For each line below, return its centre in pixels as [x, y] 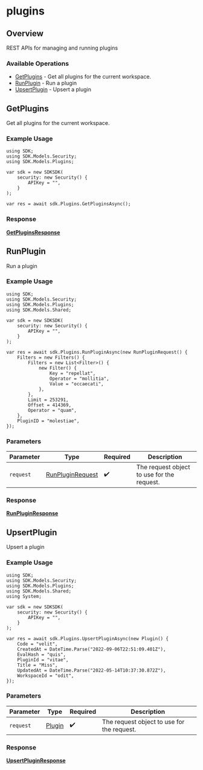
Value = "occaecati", [76, 384]
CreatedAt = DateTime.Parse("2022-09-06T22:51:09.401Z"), [92, 649]
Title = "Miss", [38, 665]
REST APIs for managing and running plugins [62, 48]
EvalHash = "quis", [42, 654]
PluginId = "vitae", [43, 659]
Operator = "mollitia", [79, 379]
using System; [24, 596]
